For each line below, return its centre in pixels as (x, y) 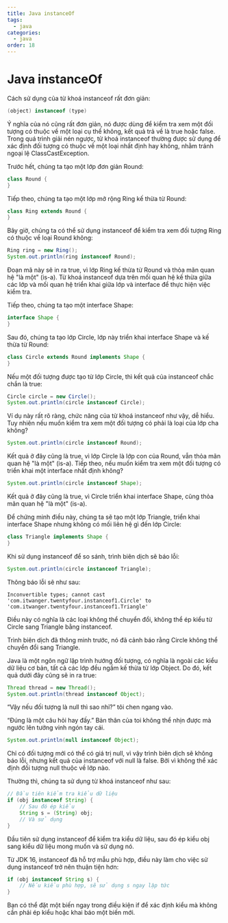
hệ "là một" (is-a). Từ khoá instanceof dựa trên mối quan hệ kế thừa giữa (110, 277)
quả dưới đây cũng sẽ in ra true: (52, 675)
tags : (15, 20)
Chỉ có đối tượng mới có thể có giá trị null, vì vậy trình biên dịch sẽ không (110, 753)
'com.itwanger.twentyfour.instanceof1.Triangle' (78, 607)
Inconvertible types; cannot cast (56, 594)
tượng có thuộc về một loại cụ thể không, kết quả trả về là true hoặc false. (111, 131)
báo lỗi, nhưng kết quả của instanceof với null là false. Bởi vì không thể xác (112, 761)
